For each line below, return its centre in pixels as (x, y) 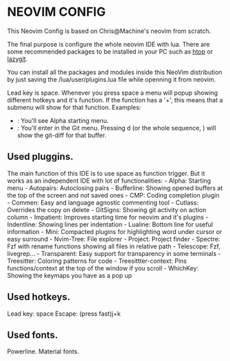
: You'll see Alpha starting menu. (63, 120)
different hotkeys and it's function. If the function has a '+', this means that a (115, 100)
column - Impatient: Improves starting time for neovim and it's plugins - (108, 217)
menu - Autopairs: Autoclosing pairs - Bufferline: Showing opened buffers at (115, 188)
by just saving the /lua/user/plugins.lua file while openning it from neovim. (112, 79)
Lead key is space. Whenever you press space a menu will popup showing (113, 93)
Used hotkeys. (39, 297)
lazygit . (18, 58)
